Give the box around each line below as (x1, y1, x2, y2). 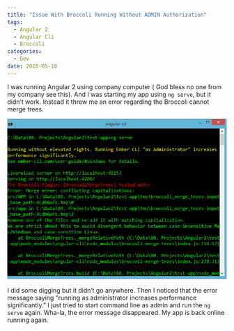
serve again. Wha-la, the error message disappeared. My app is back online (7, 309, 225, 317)
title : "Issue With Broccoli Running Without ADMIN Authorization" (7, 11, 208, 18)
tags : (7, 18, 23, 26)
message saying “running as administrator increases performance (7, 293, 197, 302)
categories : (7, 48, 42, 55)
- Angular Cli (13, 33, 54, 40)
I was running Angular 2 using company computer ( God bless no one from (7, 82, 222, 91)
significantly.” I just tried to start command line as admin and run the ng (7, 301, 211, 309)
